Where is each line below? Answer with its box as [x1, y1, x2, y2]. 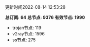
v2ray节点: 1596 [12, 31, 45, 36]
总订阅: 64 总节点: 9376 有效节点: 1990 [5, 15, 85, 20]
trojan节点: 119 [12, 25, 42, 31]
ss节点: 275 [12, 37, 36, 43]
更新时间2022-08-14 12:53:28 [5, 4, 65, 10]
